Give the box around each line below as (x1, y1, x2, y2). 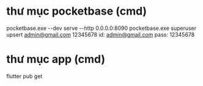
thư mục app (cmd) (6, 52, 106, 66)
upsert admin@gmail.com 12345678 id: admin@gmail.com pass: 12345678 (6, 30, 195, 38)
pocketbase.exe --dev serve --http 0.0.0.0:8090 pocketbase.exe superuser (6, 24, 197, 32)
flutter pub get (6, 72, 43, 80)
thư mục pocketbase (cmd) (6, 4, 147, 18)
